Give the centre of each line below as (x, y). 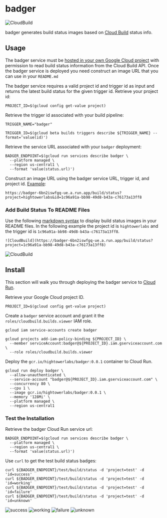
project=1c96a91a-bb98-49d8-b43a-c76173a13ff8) (56, 245)
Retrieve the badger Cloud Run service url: (49, 429)
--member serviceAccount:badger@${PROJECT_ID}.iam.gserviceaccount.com (86, 343)
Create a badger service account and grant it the (55, 315)
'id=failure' (19, 492)
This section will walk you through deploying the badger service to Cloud (80, 282)
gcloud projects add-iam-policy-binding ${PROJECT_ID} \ (66, 339)
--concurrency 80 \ (30, 384)
